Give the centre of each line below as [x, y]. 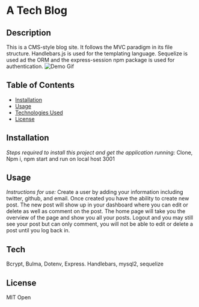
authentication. [25, 66]
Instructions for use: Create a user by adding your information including [95, 192]
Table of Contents [41, 85]
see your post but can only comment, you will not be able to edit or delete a [100, 224]
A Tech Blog [37, 11]
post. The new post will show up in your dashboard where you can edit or [97, 205]
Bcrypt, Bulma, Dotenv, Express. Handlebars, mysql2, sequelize [85, 264]
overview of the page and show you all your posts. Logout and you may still [100, 218]
